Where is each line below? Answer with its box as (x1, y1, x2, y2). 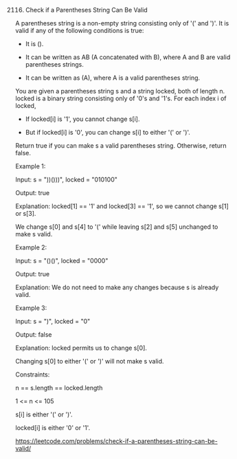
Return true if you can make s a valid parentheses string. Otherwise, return (15, 142, 227, 150)
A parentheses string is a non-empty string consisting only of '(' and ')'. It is (15, 19, 229, 27)
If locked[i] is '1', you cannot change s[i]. (25, 115, 140, 123)
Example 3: (15, 304, 47, 312)
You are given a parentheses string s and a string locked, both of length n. (15, 87, 225, 95)
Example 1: (15, 162, 46, 170)
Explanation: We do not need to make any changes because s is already (15, 283, 219, 291)
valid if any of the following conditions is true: (15, 27, 144, 34)
